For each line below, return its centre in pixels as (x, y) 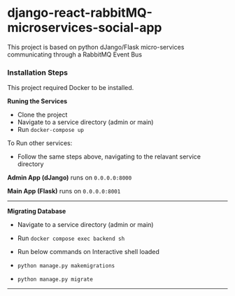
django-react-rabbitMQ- (80, 13)
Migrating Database (37, 212)
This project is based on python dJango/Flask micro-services (96, 47)
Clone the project (42, 115)
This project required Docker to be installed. (71, 88)
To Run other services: (40, 143)
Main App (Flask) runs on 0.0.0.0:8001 (64, 191)
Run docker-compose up (50, 130)
